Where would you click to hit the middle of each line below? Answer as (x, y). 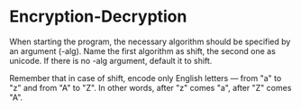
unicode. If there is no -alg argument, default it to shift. (111, 60)
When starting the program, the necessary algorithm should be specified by (150, 41)
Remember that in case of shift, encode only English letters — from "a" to (146, 78)
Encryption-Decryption (98, 17)
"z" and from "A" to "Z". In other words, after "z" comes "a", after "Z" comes (150, 87)
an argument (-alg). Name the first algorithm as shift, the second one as (143, 50)
